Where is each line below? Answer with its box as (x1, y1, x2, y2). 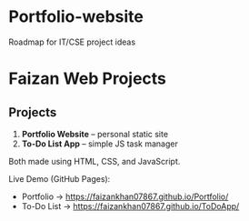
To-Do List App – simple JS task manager (21, 138, 178, 149)
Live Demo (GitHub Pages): (8, 173, 111, 184)
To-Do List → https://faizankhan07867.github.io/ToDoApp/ (21, 200, 240, 211)
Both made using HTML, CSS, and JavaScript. (8, 156, 181, 166)
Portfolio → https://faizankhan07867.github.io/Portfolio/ (21, 191, 229, 202)
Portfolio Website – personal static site (21, 128, 169, 139)
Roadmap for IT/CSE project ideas (8, 36, 136, 47)
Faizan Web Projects (8, 68, 167, 89)
